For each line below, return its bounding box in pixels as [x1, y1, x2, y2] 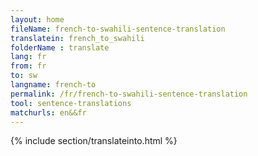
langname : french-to [10, 80, 97, 90]
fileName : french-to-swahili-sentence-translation [10, 24, 226, 34]
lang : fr [10, 52, 47, 62]
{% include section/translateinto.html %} [10, 135, 178, 147]
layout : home [10, 14, 65, 25]
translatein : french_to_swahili [10, 33, 145, 43]
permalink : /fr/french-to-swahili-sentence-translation [10, 89, 248, 99]
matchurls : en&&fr [10, 107, 87, 118]
